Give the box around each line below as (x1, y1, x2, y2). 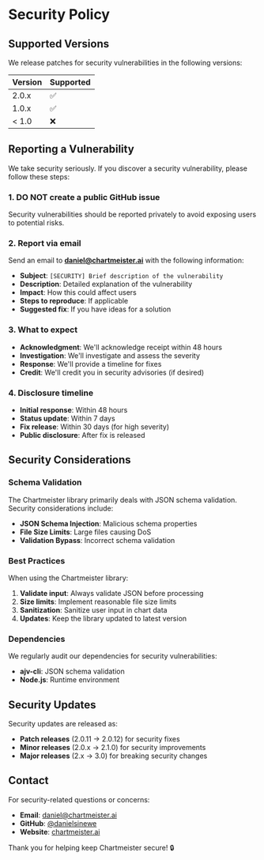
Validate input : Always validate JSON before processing (19, 588, 204, 598)
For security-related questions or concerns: (8, 794, 150, 804)
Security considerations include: (8, 504, 114, 513)
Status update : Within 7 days (19, 413, 116, 423)
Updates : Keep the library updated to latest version (19, 613, 187, 623)
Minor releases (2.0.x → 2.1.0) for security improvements (19, 743, 206, 752)
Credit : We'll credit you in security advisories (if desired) (19, 368, 205, 377)
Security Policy (8, 6, 111, 24)
